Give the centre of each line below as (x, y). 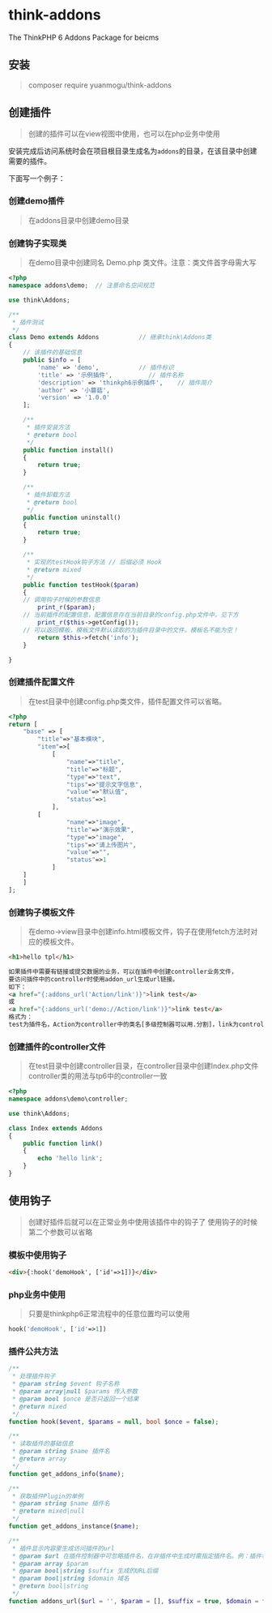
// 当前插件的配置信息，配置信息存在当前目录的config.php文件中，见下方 (131, 615)
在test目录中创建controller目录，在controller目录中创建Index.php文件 (143, 1066)
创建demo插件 (36, 201)
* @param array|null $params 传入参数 (75, 1392)
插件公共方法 (34, 1351)
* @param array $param (50, 1564)
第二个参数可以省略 (60, 1232)
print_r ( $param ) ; (66, 607)
